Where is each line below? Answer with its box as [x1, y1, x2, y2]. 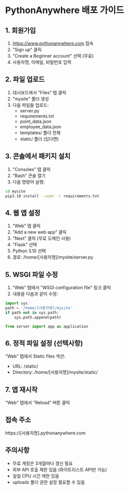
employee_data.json [19, 123, 61, 129]
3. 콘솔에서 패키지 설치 [5, 152, 71, 160]
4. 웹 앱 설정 [5, 209, 41, 217]
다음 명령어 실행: [12, 179, 45, 185]
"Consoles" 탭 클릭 [12, 166, 51, 172]
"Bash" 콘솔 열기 [12, 173, 46, 179]
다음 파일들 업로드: [12, 102, 49, 108]
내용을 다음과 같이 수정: [12, 291, 58, 296]
